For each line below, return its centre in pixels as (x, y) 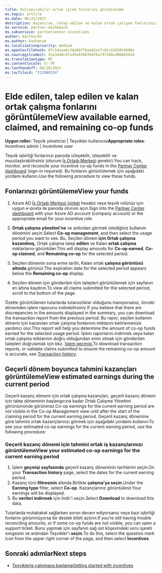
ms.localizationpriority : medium (39, 46)
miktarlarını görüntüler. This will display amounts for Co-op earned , (78, 248)
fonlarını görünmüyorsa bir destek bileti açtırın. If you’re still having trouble (78, 518)
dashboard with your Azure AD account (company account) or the (78, 213)
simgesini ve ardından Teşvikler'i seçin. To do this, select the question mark (80, 533)
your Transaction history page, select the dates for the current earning (83, 472)
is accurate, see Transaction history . (41, 354)
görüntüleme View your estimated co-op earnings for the (73, 450)
